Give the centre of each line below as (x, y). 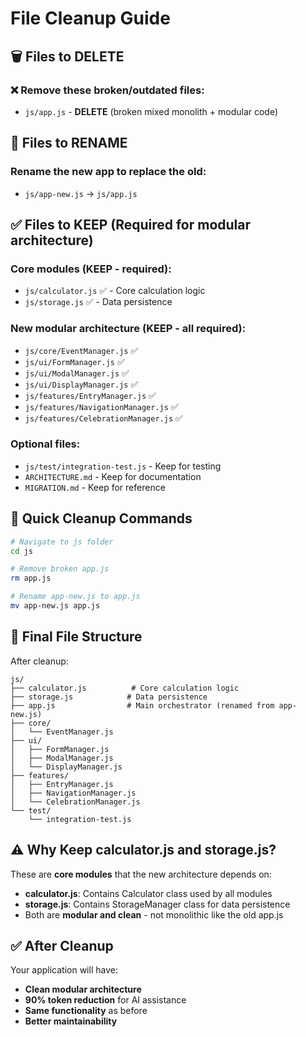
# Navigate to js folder (62, 542)
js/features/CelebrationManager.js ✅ (103, 418)
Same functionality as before (86, 1011)
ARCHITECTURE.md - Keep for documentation (113, 476)
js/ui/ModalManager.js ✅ (77, 373)
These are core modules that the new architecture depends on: (141, 874)
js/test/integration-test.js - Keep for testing (123, 466)
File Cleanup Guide (90, 18)
